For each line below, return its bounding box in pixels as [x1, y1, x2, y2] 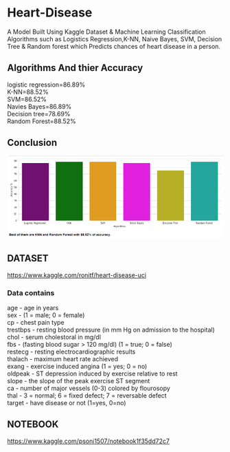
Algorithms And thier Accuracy [7, 62, 143, 74]
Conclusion [7, 137, 58, 149]
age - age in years [7, 303, 59, 312]
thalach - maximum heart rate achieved [7, 354, 119, 363]
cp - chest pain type [7, 318, 65, 326]
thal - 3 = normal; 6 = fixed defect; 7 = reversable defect [7, 391, 167, 400]
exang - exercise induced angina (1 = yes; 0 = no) [7, 362, 148, 370]
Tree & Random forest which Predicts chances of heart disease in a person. [7, 42, 221, 50]
